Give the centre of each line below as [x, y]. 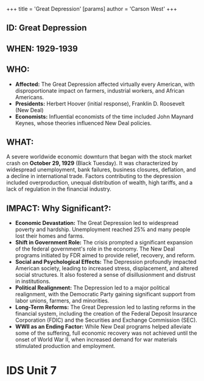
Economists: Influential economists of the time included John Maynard [104, 116]
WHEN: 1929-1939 [42, 48]
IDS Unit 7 [31, 371]
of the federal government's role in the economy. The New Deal [95, 249]
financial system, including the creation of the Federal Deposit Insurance [106, 314]
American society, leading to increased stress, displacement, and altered [107, 268]
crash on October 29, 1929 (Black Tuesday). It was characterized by [92, 163]
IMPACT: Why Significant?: [59, 208]
